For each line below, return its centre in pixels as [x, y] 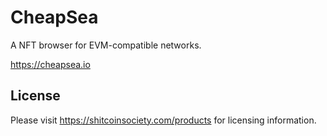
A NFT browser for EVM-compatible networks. [106, 45]
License [35, 96]
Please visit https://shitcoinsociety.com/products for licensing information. [163, 120]
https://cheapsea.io [50, 64]
